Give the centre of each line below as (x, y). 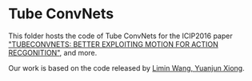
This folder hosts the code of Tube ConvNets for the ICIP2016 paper (121, 36)
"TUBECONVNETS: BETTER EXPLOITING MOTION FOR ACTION (113, 44)
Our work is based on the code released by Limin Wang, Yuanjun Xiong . (127, 67)
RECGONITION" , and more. (53, 52)
